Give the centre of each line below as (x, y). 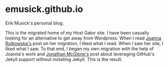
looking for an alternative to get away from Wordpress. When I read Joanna (83, 38)
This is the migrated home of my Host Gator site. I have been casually (77, 32)
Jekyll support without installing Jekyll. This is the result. (64, 59)
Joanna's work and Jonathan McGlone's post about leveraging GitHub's (80, 54)
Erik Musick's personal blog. (34, 23)
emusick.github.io (44, 9)
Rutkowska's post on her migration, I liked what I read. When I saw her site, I (84, 43)
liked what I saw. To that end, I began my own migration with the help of (79, 48)
